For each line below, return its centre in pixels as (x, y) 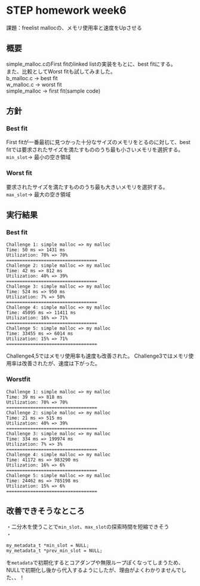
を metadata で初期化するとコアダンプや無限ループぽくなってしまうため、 (95, 562)
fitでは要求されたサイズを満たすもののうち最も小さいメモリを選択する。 (95, 149)
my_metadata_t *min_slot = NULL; (48, 545)
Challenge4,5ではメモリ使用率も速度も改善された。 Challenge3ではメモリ (97, 356)
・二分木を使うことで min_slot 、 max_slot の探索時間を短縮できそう (88, 526)
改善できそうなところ (45, 511)
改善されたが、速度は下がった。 (61, 364)
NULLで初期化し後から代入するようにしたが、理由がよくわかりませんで (94, 570)
